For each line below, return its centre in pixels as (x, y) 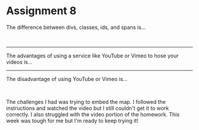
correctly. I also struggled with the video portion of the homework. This (93, 114)
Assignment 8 (41, 11)
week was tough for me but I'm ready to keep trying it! (72, 121)
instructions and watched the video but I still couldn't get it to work (88, 108)
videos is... (19, 62)
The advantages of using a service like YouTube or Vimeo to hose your (92, 56)
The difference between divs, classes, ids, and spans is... (76, 27)
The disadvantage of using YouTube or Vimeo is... (67, 79)
